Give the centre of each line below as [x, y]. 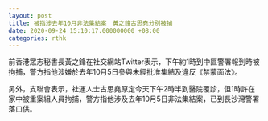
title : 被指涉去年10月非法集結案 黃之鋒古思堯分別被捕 [91, 23]
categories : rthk [37, 38]
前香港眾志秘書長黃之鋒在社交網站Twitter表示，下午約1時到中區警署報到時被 [134, 62]
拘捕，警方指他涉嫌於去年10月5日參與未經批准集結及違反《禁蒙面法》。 [125, 72]
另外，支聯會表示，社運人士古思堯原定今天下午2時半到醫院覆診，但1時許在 [132, 89]
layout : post [30, 16]
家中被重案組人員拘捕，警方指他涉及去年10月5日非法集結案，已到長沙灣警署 [134, 99]
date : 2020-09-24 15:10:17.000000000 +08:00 [84, 30]
